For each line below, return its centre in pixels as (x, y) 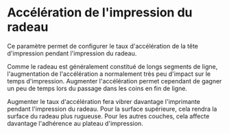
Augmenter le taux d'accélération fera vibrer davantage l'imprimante (104, 101)
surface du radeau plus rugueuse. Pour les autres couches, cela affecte (108, 116)
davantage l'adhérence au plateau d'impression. (75, 123)
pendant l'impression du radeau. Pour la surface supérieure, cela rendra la (112, 109)
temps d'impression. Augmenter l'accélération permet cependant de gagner (114, 81)
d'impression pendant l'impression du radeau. (72, 53)
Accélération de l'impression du (100, 13)
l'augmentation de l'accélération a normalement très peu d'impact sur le (109, 74)
